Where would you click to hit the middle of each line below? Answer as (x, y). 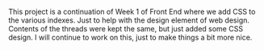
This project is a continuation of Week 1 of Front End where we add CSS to (132, 12)
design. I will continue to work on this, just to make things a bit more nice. (130, 37)
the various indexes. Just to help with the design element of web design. (129, 20)
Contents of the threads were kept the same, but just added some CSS (126, 29)
